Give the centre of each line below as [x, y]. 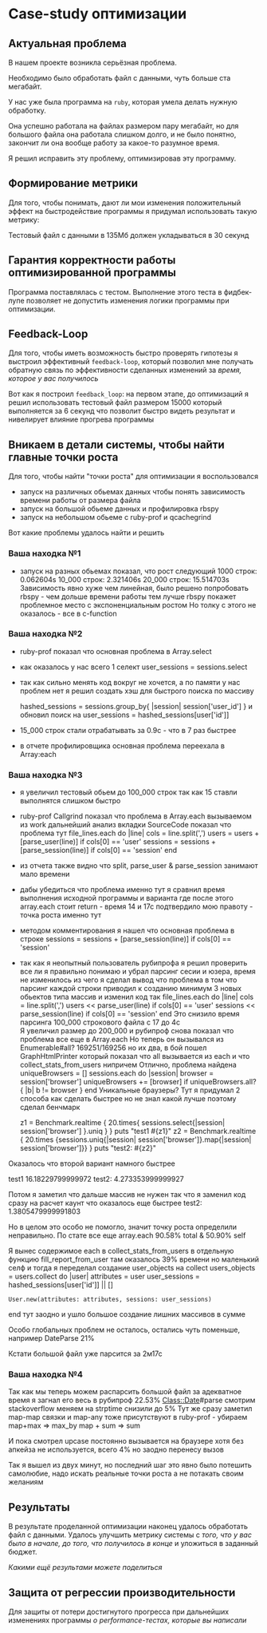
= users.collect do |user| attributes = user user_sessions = [104, 1276]
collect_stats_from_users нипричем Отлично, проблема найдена [128, 1065]
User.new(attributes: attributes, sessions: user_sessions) [110, 1300]
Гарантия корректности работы [92, 260]
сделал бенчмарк [50, 1108]
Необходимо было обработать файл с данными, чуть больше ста [120, 78]
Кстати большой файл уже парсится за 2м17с [86, 1354]
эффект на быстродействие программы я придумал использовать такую [133, 211]
